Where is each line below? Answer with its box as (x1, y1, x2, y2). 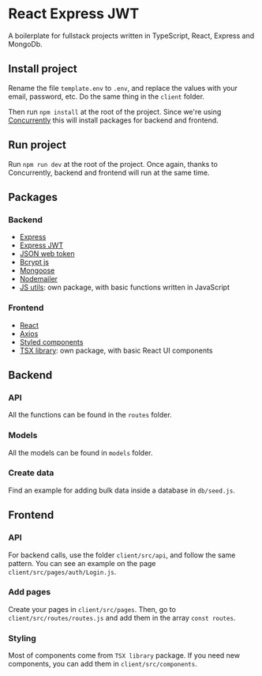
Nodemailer (19, 274, 58, 284)
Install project (8, 62, 77, 76)
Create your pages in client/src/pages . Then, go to (8, 604, 176, 614)
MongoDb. (8, 39, 43, 48)
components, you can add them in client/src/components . (8, 659, 197, 669)
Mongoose (19, 266, 55, 275)
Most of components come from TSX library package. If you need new (8, 651, 241, 660)
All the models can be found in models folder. (8, 448, 153, 457)
